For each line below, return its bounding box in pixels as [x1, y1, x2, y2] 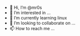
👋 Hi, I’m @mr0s [9, 5, 42, 10]
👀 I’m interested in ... [9, 10, 51, 16]
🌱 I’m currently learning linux [9, 15, 67, 20]
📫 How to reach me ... [9, 26, 55, 31]
